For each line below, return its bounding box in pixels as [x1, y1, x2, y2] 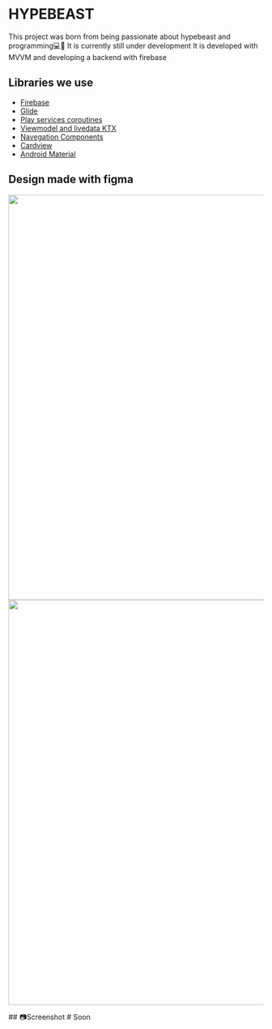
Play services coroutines [19, 114, 103, 124]
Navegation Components [19, 131, 104, 142]
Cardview [19, 140, 53, 150]
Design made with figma [8, 173, 134, 186]
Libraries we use [8, 76, 94, 90]
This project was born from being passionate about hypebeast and [8, 32, 231, 41]
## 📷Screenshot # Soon [8, 1012, 91, 1022]
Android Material [19, 149, 76, 159]
